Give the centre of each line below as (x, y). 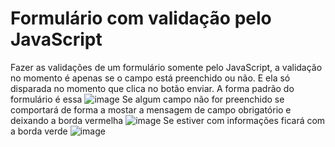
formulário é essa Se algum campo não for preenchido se (147, 99)
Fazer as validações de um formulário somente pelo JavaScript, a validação (166, 67)
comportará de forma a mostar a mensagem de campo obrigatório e (151, 109)
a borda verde (39, 131)
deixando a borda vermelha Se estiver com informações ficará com (168, 120)
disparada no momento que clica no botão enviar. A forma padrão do (152, 88)
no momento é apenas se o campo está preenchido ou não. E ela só (150, 78)
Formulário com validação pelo (141, 18)
